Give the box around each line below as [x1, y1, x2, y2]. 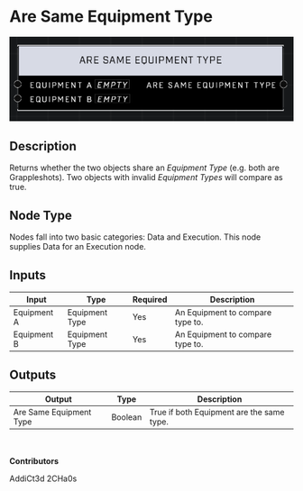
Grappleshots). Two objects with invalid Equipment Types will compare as [9, 172, 283, 183]
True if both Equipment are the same [149, 407, 285, 418]
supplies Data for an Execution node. [9, 241, 147, 252]
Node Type [9, 207, 72, 223]
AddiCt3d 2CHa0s [9, 473, 78, 484]
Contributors [9, 455, 60, 466]
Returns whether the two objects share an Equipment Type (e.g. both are [9, 162, 280, 173]
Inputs [9, 268, 47, 283]
